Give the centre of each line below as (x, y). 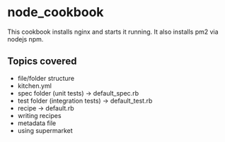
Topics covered (42, 62)
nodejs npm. (25, 39)
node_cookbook (56, 12)
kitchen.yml (34, 86)
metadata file (37, 123)
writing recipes (39, 115)
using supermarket (45, 130)
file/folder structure (46, 78)
